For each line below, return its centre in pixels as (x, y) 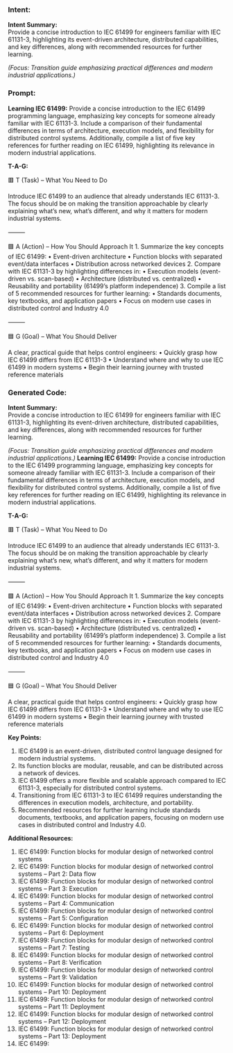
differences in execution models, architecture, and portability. (105, 802)
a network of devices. (49, 773)
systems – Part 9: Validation (58, 977)
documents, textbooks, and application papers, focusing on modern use (121, 817)
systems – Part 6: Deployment (61, 933)
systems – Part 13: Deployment (62, 1036)
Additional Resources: (41, 838)
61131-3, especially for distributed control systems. (90, 788)
